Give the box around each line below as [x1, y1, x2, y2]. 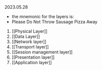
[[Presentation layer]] [11, 54, 55, 60]
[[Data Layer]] [11, 34, 40, 39]
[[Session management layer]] [11, 49, 73, 55]
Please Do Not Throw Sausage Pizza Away [11, 19, 98, 24]
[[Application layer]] [11, 60, 52, 65]
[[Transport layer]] [11, 44, 49, 49]
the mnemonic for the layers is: [11, 14, 74, 19]
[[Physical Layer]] [11, 28, 47, 34]
